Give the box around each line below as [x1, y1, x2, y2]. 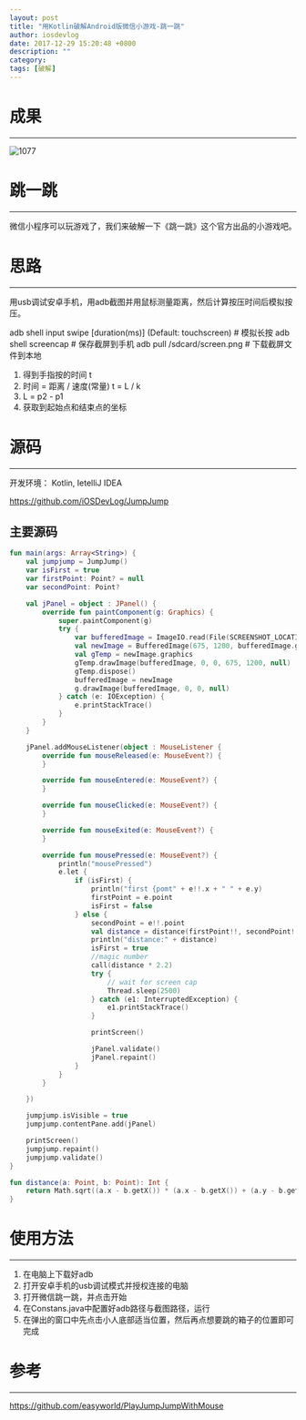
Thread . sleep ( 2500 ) [107, 986, 181, 996]
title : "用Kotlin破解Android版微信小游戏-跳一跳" [9, 22, 185, 31]
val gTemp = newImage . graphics [74, 650, 194, 659]
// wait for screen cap [107, 977, 198, 986]
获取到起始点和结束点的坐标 [22, 402, 127, 413]
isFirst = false [90, 901, 153, 911]
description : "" [9, 47, 71, 56]
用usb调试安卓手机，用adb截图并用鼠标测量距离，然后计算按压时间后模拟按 [9, 296, 293, 307]
